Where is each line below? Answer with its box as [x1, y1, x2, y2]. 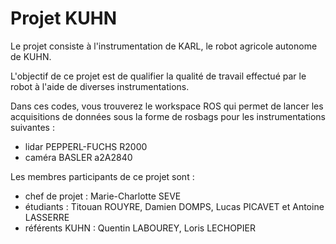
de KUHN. [10, 50, 52, 62]
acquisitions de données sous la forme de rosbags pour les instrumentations [10, 110, 326, 122]
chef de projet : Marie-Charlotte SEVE [24, 190, 182, 202]
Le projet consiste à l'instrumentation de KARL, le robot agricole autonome [10, 40, 318, 52]
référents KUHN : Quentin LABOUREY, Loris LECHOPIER [24, 222, 256, 234]
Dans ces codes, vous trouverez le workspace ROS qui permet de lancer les [10, 100, 324, 112]
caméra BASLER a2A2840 [24, 151, 133, 163]
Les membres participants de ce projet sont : [10, 170, 195, 182]
